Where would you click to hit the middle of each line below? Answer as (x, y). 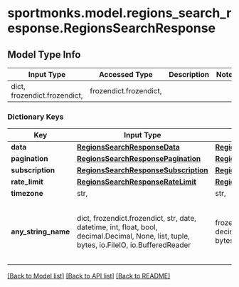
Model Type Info (44, 54)
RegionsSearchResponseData (128, 147)
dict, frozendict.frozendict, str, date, (137, 219)
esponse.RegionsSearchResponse (111, 28)
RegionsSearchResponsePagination (139, 159)
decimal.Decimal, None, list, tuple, (134, 236)
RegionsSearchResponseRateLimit (137, 182)
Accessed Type (126, 74)
